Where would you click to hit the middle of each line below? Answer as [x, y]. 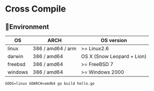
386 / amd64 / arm [55, 48]
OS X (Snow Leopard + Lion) [114, 56]
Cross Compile [36, 9]
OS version [114, 40]
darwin [15, 56]
